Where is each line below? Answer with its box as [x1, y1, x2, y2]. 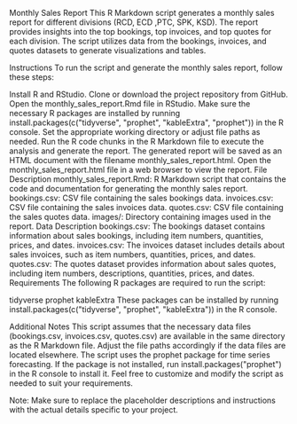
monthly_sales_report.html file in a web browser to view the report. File [9, 164, 268, 175]
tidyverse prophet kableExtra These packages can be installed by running [9, 294, 279, 305]
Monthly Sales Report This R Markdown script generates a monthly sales [9, 8, 275, 18]
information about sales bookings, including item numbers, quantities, [9, 231, 264, 240]
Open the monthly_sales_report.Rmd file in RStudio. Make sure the [9, 98, 251, 109]
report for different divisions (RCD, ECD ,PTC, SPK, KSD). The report [9, 17, 259, 27]
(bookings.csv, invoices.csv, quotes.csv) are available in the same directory [9, 331, 285, 341]
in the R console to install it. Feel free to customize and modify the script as [9, 368, 284, 379]
